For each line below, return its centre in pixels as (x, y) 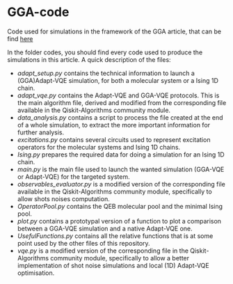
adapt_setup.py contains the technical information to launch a (106, 73)
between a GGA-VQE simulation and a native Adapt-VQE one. (105, 228)
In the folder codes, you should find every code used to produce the (105, 52)
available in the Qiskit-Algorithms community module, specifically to (114, 191)
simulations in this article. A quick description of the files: (89, 59)
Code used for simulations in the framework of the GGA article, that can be (114, 31)
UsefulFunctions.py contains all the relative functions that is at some (115, 236)
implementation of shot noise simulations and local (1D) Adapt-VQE (113, 265)
